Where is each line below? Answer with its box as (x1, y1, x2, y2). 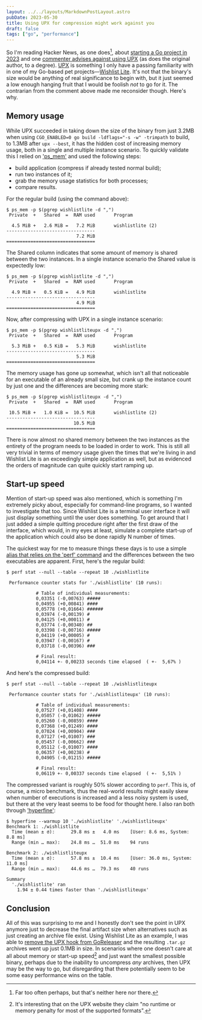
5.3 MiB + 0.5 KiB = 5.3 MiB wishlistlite (11, 343, 147, 349)
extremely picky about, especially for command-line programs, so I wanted (6, 501, 192, 509)
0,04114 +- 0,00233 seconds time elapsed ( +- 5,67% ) (35, 659, 182, 665)
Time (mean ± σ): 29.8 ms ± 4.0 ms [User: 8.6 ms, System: (11, 829, 189, 835)
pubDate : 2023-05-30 (6, 14, 58, 20)
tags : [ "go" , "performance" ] (6, 31, 79, 37)
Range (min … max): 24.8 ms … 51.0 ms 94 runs (11, 839, 149, 846)
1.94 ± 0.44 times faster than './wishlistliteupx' (17, 887, 149, 893)
